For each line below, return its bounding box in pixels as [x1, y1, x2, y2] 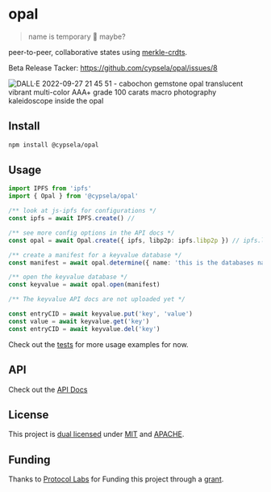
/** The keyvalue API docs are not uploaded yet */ [8, 295, 186, 303]
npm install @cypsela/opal [8, 141, 99, 149]
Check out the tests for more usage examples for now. [8, 339, 189, 349]
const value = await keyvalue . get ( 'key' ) [8, 317, 150, 325]
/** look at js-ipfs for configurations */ [8, 207, 157, 215]
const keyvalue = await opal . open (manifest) [8, 281, 161, 289]
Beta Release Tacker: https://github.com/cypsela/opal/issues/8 [8, 62, 218, 73]
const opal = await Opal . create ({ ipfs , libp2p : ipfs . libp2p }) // [8, 236, 240, 244]
